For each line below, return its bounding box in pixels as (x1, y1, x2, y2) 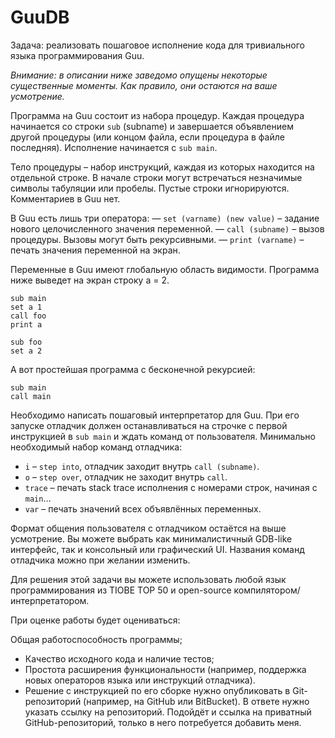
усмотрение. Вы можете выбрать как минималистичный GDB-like (10, 532, 293, 545)
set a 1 (10, 302, 43, 312)
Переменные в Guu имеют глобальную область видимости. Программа (10, 263, 320, 275)
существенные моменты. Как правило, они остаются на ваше (10, 79, 278, 91)
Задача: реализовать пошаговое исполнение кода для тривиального (10, 39, 305, 51)
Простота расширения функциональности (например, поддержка (24, 663, 307, 675)
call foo (10, 311, 47, 321)
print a (10, 319, 43, 330)
